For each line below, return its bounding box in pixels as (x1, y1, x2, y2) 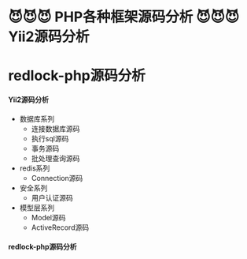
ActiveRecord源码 (31, 223, 89, 232)
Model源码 (31, 212, 66, 222)
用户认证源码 (31, 193, 73, 202)
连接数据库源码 (31, 124, 80, 133)
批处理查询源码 (31, 153, 80, 163)
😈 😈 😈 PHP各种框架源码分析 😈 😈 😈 (8, 8, 240, 26)
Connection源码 (31, 173, 83, 182)
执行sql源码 (31, 133, 69, 143)
